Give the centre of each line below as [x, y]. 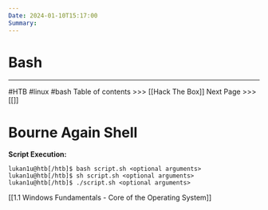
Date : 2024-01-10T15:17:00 [53, 16]
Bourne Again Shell [73, 132]
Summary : [23, 23]
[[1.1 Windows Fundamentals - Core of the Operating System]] [110, 198]
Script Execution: [37, 154]
